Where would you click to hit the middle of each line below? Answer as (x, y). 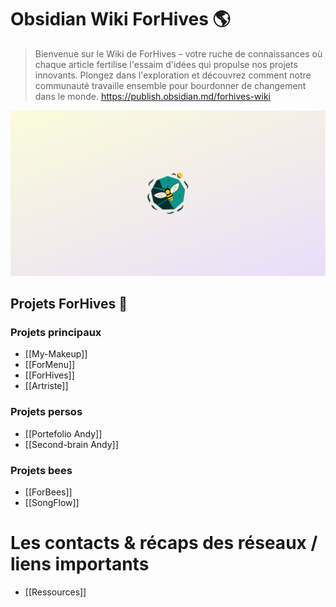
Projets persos (46, 412)
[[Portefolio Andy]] (63, 433)
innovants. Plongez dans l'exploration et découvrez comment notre (173, 75)
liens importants (80, 564)
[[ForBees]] (48, 492)
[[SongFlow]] (52, 503)
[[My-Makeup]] (56, 354)
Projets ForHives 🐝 (69, 304)
